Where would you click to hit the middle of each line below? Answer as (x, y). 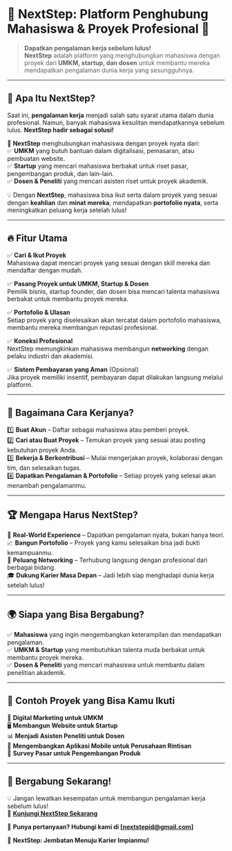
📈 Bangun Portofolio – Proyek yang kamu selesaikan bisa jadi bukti (104, 543)
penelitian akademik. (37, 673)
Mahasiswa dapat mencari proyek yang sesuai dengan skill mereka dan (109, 263)
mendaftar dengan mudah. (45, 270)
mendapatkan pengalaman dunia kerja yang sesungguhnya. (109, 70)
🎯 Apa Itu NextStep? (51, 99)
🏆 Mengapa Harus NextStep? (72, 515)
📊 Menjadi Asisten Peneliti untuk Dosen (66, 736)
